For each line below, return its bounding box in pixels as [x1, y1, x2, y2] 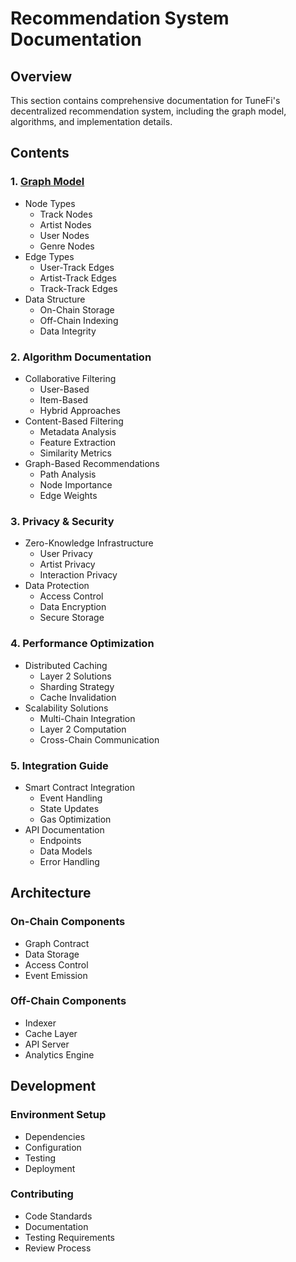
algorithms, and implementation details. [10, 116, 173, 127]
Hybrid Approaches [39, 404, 121, 416]
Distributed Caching [24, 659, 108, 671]
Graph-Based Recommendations [24, 457, 160, 469]
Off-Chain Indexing [39, 314, 119, 326]
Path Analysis [39, 468, 97, 480]
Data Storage [24, 948, 80, 960]
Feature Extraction [39, 436, 117, 448]
